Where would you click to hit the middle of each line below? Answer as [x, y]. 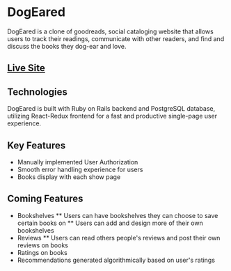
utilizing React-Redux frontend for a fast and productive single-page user [112, 116]
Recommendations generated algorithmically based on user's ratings [116, 260]
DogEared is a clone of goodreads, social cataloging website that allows [110, 31]
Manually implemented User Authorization [78, 162]
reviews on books [42, 245]
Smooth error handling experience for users [80, 169]
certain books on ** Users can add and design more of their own [110, 223]
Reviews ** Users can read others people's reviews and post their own [119, 238]
